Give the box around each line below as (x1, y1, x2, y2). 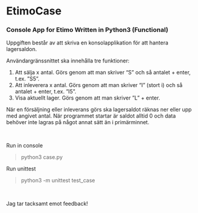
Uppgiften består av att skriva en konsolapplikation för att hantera (6, 39, 169, 46)
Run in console (6, 142, 43, 149)
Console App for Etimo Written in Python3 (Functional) (6, 26, 169, 34)
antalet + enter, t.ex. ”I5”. (14, 88, 77, 95)
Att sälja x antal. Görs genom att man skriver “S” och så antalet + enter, (14, 69, 191, 76)
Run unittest (6, 165, 36, 172)
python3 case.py (20, 154, 63, 161)
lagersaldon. (6, 46, 37, 53)
